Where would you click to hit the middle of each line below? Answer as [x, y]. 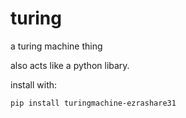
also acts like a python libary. [70, 65]
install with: [34, 84]
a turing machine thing [56, 46]
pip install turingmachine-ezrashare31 [93, 103]
